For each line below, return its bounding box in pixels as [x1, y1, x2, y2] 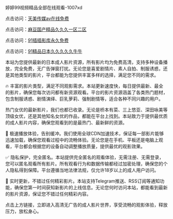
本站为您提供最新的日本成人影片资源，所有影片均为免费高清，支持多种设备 [5, 59, 163, 65]
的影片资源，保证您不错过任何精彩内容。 [5, 191, 91, 197]
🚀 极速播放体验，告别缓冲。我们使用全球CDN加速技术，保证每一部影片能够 [5, 131, 164, 136]
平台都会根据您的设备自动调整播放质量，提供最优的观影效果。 [14, 143, 145, 149]
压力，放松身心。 [5, 208, 42, 214]
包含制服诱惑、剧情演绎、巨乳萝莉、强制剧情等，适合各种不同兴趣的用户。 [5, 96, 163, 102]
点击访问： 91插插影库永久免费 [5, 38, 69, 43]
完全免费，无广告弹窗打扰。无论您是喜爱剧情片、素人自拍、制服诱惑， [14, 66, 163, 71]
